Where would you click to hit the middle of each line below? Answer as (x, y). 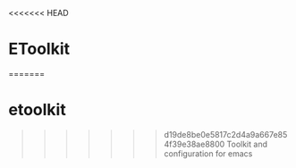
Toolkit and (247, 144)
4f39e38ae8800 (195, 144)
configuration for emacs (208, 153)
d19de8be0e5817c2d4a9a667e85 (226, 134)
